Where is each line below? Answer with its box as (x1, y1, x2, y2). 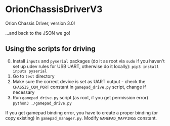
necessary (12, 89, 35, 95)
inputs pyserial (12, 69, 47, 74)
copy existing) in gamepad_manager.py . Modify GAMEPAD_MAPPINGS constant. (5, 115, 157, 121)
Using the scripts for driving (5, 44, 96, 53)
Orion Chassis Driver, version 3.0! (5, 20, 75, 26)
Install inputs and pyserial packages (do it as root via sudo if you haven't (12, 58, 165, 64)
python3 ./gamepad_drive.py (12, 101, 72, 106)
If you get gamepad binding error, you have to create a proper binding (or (5, 109, 158, 115)
